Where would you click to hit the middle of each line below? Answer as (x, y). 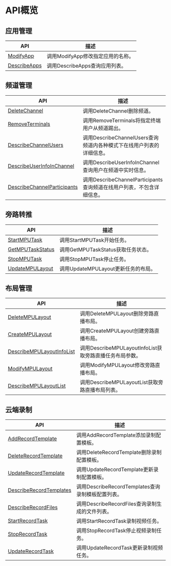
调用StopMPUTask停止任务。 (94, 259)
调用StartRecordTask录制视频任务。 (119, 521)
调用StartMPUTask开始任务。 (94, 240)
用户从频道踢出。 (103, 128)
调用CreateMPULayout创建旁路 (117, 331)
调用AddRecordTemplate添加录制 (116, 435)
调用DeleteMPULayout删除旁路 (117, 314)
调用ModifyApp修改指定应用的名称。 (90, 56)
